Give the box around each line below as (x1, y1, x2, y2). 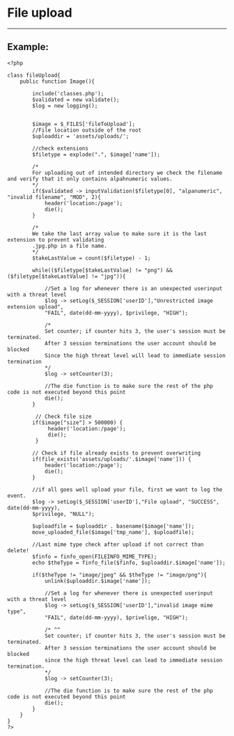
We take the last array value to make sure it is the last (32, 230, 208, 237)
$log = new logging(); (32, 102, 98, 109)
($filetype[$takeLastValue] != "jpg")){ (7, 273, 127, 280)
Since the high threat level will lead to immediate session (44, 352, 226, 359)
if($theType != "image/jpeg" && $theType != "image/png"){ (32, 571, 208, 579)
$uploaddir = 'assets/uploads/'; (32, 132, 130, 140)
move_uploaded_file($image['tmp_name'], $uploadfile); (32, 528, 195, 535)
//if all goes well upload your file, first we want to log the (32, 486, 223, 493)
